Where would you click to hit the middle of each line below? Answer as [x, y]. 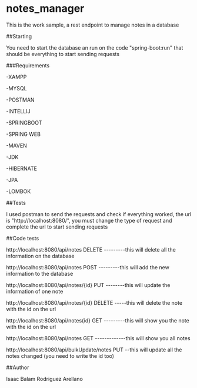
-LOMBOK [19, 191]
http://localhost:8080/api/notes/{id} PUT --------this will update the [88, 285]
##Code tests [23, 238]
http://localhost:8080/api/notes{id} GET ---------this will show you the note [98, 320]
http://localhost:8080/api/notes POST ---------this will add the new [88, 267]
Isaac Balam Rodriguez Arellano [45, 379]
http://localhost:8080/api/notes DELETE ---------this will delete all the [91, 249]
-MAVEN [17, 145]
